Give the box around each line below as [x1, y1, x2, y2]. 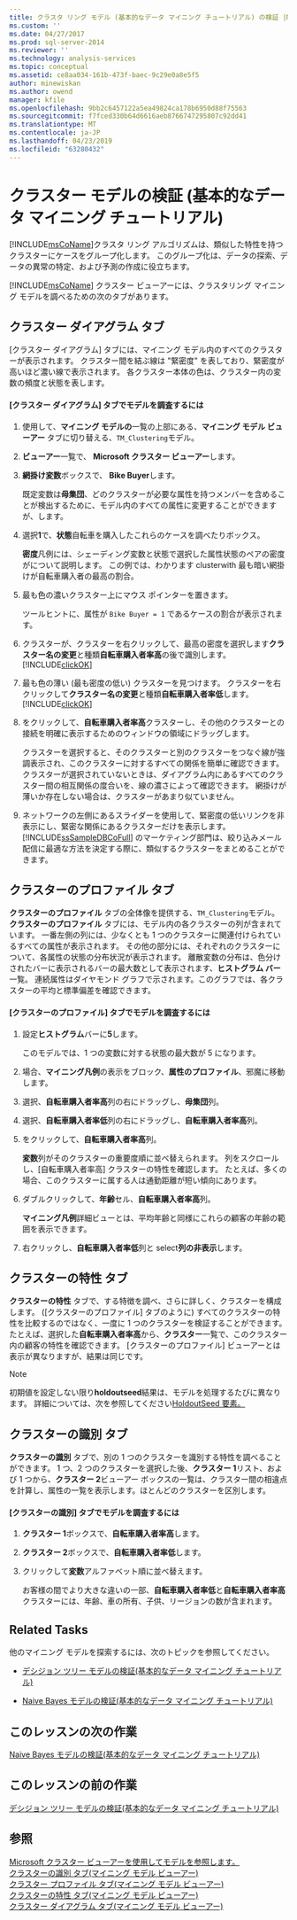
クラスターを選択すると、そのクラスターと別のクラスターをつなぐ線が [21, 746, 278, 758]
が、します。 [21, 510, 69, 521]
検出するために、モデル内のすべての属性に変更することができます [37, 500, 277, 510]
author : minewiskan [9, 79, 81, 88]
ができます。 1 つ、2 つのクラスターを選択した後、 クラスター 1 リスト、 [9, 1463, 268, 1473]
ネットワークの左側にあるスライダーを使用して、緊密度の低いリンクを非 [21, 810, 286, 820]
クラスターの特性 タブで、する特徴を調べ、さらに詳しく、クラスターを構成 [9, 1295, 282, 1307]
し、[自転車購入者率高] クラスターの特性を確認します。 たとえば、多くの [21, 1163, 287, 1174]
